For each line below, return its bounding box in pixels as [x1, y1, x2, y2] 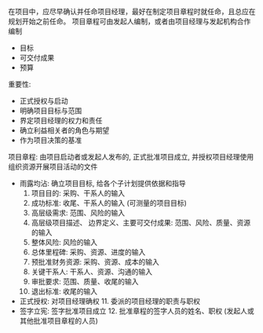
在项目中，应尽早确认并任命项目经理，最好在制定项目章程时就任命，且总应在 [8, 7, 256, 16]
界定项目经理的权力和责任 [19, 116, 103, 125]
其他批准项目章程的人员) [19, 317, 98, 325]
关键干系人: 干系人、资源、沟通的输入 [31, 267, 153, 276]
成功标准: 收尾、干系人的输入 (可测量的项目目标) [31, 199, 187, 207]
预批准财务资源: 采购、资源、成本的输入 [31, 258, 159, 266]
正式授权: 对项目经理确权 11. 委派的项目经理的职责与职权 [19, 297, 201, 306]
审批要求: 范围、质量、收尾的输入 [31, 277, 139, 286]
